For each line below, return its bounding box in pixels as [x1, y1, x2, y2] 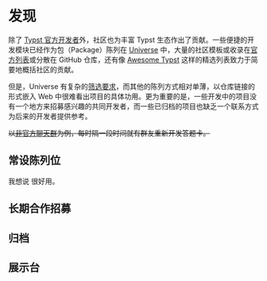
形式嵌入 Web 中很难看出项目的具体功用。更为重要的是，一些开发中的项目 [8, 91, 250, 101]
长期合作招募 [8, 202, 72, 215]
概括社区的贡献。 [21, 64, 78, 74]
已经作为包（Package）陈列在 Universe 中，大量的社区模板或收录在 [29, 44, 251, 54]
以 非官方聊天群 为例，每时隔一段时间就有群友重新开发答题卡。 [8, 128, 211, 137]
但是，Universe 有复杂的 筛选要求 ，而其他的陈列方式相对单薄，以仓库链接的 [8, 81, 256, 91]
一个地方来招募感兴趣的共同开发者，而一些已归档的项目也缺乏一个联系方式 [14, 101, 259, 111]
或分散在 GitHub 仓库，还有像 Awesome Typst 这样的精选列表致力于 [29, 55, 252, 64]
